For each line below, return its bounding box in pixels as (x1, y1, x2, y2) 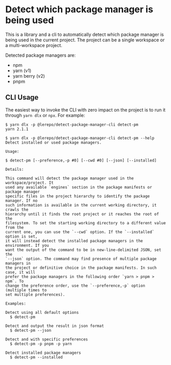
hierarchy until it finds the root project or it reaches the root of (5, 211, 159, 217)
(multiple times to (5, 287, 47, 292)
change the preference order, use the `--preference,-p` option (5, 283, 145, 288)
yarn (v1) (12, 67, 32, 74)
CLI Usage (5, 93, 39, 102)
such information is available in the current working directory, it (5, 202, 157, 208)
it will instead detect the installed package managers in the (5, 238, 143, 243)
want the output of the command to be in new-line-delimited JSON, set (5, 247, 161, 253)
